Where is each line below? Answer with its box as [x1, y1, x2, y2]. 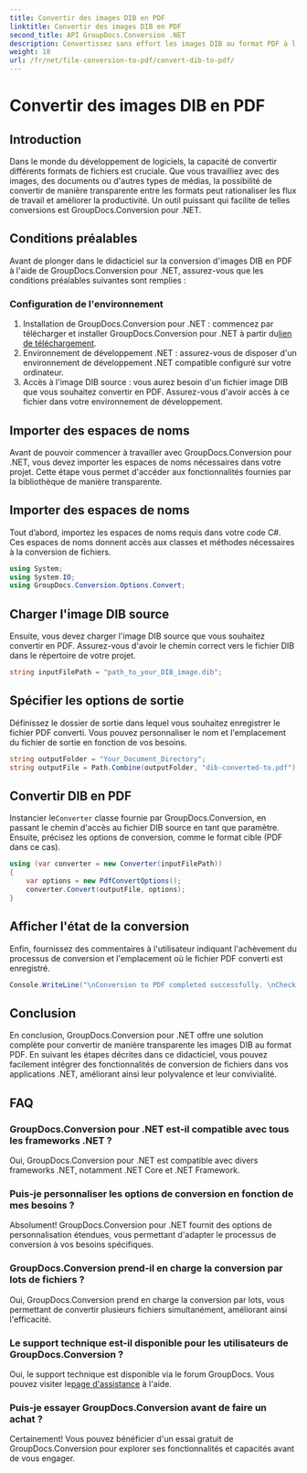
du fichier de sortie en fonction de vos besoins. [9, 736, 187, 747]
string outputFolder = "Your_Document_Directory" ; [9, 754, 206, 764]
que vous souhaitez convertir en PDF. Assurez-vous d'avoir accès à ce [22, 386, 290, 398]
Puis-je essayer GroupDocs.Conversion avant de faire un [9, 1401, 268, 1414]
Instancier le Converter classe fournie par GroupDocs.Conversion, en [9, 812, 267, 823]
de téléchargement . [22, 338, 97, 349]
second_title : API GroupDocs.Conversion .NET [9, 30, 185, 39]
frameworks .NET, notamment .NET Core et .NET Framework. [9, 1164, 240, 1176]
